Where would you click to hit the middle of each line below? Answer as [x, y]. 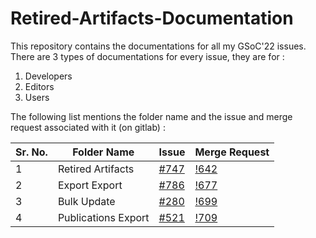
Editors [39, 86]
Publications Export [103, 217]
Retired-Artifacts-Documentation [152, 18]
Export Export [90, 185]
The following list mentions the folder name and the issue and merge [151, 116]
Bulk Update [86, 201]
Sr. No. [31, 152]
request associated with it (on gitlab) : [88, 127]
